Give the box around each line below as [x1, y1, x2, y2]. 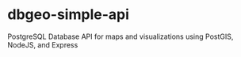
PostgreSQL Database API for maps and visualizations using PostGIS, [7, 32, 234, 41]
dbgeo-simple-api [7, 6, 130, 24]
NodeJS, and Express [7, 40, 78, 49]
